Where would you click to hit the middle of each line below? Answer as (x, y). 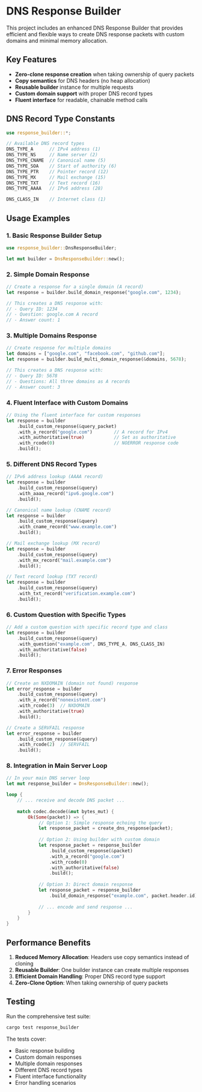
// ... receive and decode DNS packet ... (71, 800)
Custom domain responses (48, 1057)
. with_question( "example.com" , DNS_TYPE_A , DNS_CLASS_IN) (91, 644)
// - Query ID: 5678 (32, 375)
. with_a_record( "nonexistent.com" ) (62, 700)
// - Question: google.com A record (52, 315)
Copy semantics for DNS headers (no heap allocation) (82, 80)
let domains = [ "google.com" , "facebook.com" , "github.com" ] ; (86, 354)
